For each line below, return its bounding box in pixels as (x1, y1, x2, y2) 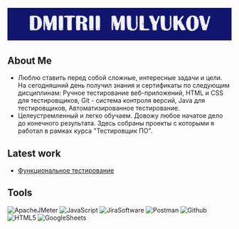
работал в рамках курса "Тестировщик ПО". (17, 126, 153, 136)
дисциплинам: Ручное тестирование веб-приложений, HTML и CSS (17, 88, 224, 97)
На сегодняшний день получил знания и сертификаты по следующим (17, 81, 230, 90)
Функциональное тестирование (17, 166, 115, 175)
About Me (7, 54, 52, 66)
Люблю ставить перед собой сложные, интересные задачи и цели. (17, 73, 223, 82)
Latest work (7, 147, 61, 159)
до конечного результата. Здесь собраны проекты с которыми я (17, 119, 215, 128)
